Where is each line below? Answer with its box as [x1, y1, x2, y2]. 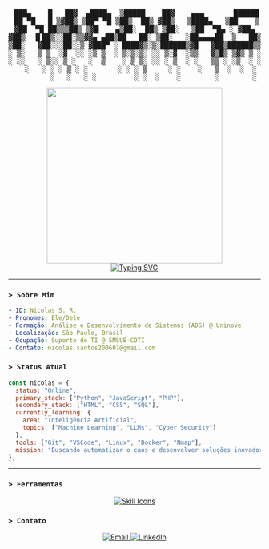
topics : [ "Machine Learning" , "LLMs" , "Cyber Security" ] [22, 424, 217, 432]
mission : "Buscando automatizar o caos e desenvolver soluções [15, 446, 231, 454]
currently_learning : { [15, 409, 91, 417]
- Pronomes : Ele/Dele [8, 314, 81, 322]
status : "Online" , [15, 386, 78, 394]
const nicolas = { [8, 378, 70, 387]
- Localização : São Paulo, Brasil [8, 329, 124, 337]
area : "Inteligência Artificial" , [22, 416, 138, 425]
